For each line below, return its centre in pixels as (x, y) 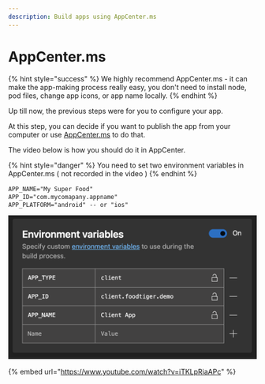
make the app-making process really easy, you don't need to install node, (127, 87)
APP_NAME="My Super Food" (50, 189)
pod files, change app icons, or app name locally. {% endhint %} (113, 96)
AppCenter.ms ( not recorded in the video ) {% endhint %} (103, 173)
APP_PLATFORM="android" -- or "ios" (68, 205)
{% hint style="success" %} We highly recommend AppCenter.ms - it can (128, 78)
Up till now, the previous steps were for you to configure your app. (116, 111)
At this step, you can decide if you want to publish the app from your (119, 126)
